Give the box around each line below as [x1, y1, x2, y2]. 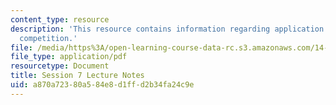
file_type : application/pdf [10, 52, 128, 62]
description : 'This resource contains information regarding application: [10, 24, 329, 34]
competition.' [19, 33, 78, 43]
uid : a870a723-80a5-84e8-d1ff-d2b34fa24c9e [10, 80, 195, 90]
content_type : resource [10, 14, 110, 25]
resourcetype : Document [10, 61, 110, 71]
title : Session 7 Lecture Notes [10, 71, 145, 81]
